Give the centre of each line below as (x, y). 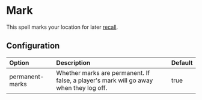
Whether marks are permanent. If (103, 72)
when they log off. (82, 87)
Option (19, 62)
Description (73, 62)
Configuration (33, 46)
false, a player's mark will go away (105, 80)
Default (182, 62)
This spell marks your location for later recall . (62, 27)
